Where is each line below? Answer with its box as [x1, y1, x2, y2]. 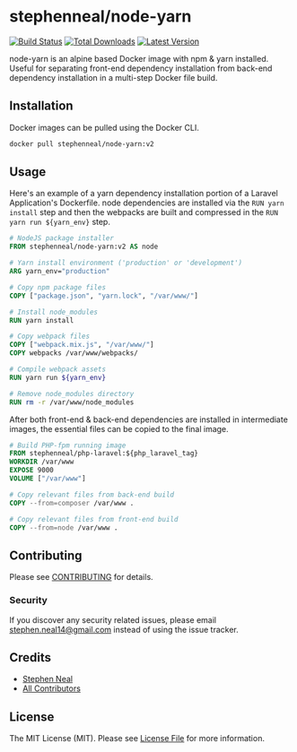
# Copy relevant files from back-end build [9, 490, 175, 499]
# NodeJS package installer [9, 234, 115, 243]
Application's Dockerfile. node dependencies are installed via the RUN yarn [9, 197, 284, 208]
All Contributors [22, 683, 81, 694]
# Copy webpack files [9, 332, 91, 341]
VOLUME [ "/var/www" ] [9, 474, 87, 483]
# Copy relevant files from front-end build [9, 514, 179, 523]
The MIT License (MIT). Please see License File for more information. [9, 733, 265, 744]
